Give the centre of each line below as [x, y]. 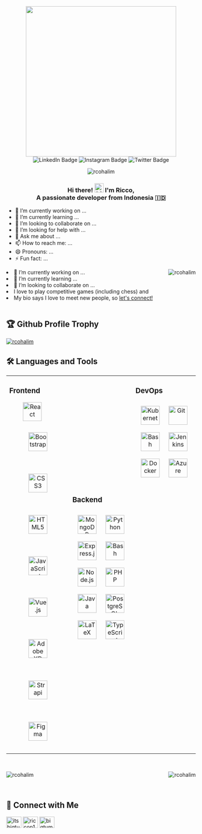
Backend [87, 500]
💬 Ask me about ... [38, 236]
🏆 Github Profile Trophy [53, 324]
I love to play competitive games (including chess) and [81, 292]
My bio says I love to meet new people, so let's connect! [84, 298]
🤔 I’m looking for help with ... [50, 230]
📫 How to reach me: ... [44, 243]
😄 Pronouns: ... [34, 252]
